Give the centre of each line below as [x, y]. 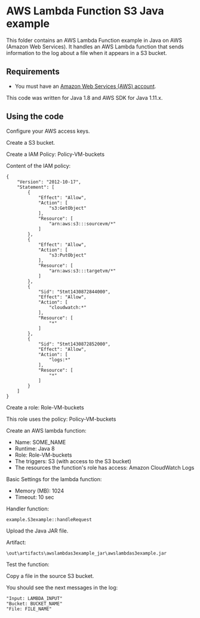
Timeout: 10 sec [34, 497]
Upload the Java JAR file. [37, 531]
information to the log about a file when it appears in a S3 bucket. [87, 53]
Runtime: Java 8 [35, 448]
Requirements [33, 72]
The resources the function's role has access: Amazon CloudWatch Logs [104, 467]
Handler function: [28, 509]
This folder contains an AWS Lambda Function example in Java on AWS [94, 40]
